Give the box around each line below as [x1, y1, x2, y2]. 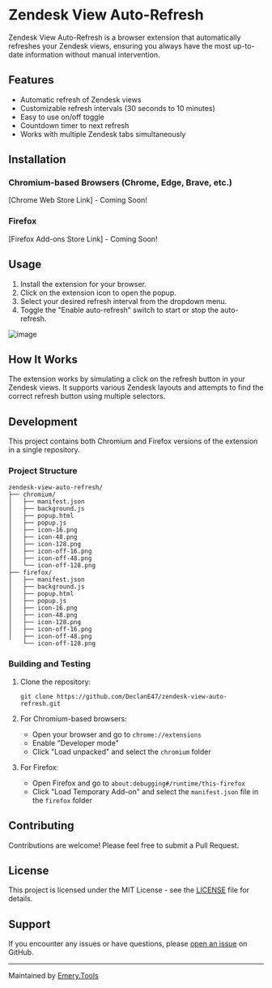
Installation [8, 152, 66, 167]
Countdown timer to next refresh [19, 120, 130, 130]
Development [8, 415, 79, 429]
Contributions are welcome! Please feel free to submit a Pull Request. [8, 840, 240, 850]
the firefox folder [32, 795, 93, 805]
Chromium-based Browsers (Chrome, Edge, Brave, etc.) [8, 177, 233, 188]
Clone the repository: [19, 677, 91, 686]
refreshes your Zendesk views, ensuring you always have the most [8, 41, 232, 50]
